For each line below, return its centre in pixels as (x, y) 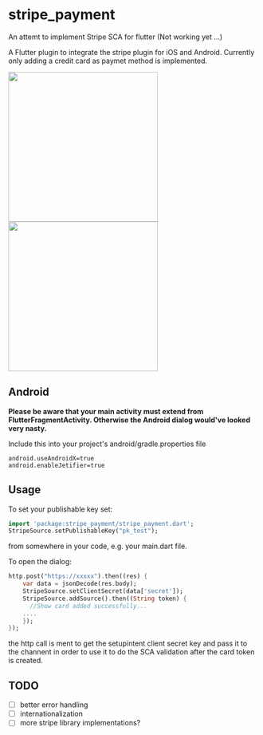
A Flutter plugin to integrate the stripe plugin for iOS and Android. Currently (131, 52)
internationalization (51, 714)
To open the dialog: (40, 562)
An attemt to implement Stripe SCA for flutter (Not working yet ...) (116, 37)
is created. (26, 661)
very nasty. (27, 428)
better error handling (54, 705)
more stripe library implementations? (80, 723)
